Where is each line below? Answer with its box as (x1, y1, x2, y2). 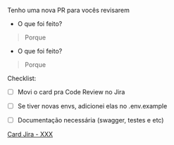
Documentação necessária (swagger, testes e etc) (17, 116, 164, 125)
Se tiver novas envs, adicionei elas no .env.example (17, 102, 168, 111)
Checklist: (7, 74, 37, 82)
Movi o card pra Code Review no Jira (17, 88, 125, 96)
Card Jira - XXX (7, 130, 54, 139)
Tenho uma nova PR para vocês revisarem (7, 6, 130, 14)
